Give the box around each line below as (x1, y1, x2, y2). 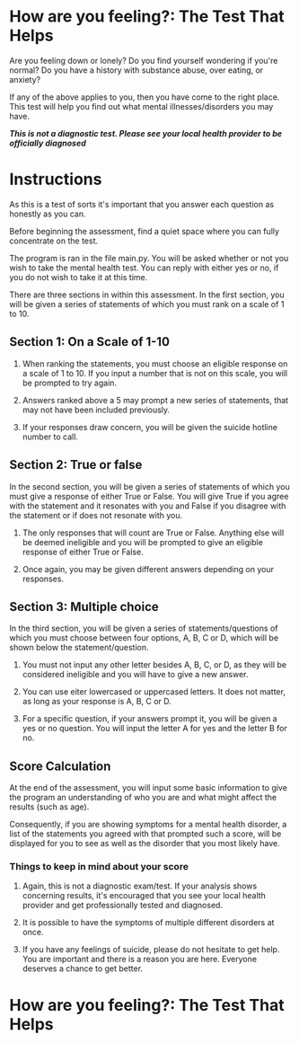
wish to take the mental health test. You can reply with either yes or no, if (9, 262, 279, 273)
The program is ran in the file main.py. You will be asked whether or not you (9, 252, 289, 263)
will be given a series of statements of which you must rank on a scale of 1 (9, 298, 285, 309)
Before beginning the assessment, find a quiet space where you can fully (9, 225, 280, 236)
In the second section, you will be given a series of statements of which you (9, 481, 290, 491)
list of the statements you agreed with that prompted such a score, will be (9, 828, 282, 839)
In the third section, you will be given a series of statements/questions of (9, 623, 278, 634)
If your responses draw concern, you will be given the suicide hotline (22, 421, 278, 432)
